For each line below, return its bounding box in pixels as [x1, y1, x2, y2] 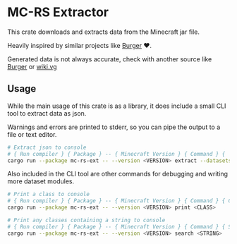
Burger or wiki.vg [7, 62, 58, 71]
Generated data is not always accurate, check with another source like [7, 54, 212, 63]
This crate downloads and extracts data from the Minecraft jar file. [7, 28, 200, 36]
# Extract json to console [7, 144, 87, 151]
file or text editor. [7, 130, 57, 138]
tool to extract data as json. [7, 109, 87, 117]
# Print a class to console [7, 191, 90, 198]
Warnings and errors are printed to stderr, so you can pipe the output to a [7, 123, 221, 131]
